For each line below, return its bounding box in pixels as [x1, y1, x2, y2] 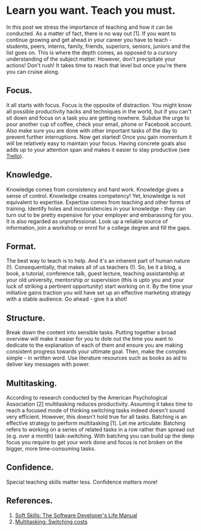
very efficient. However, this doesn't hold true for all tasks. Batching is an [6, 413, 187, 420]
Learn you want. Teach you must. [6, 4, 176, 17]
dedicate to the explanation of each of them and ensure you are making [6, 341, 183, 349]
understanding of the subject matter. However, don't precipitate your [6, 55, 176, 62]
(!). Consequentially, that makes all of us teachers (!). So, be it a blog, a [6, 263, 182, 271]
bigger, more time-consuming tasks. [6, 445, 96, 452]
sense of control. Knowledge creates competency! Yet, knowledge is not [6, 192, 186, 199]
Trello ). [6, 152, 24, 160]
